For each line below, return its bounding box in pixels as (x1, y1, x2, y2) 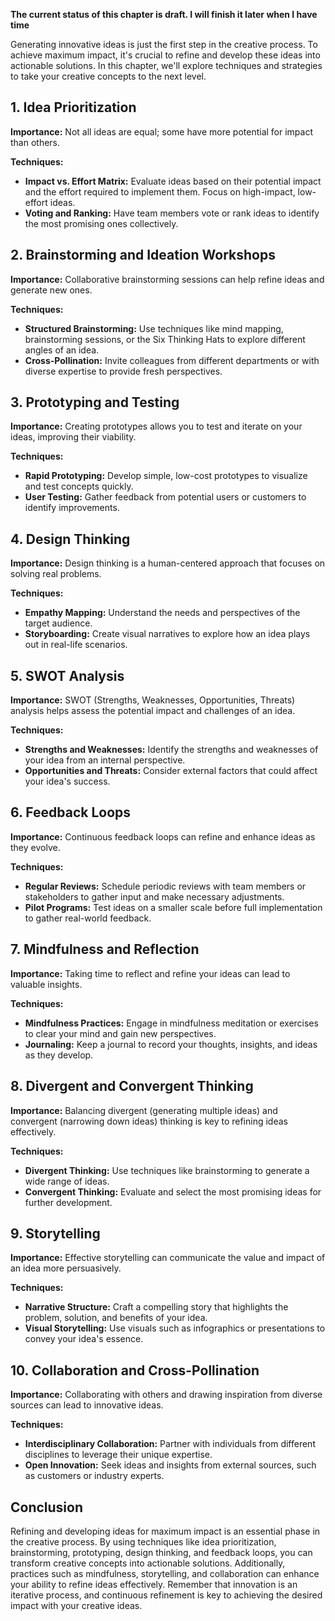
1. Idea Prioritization (10, 99, 137, 116)
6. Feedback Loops (10, 804, 132, 821)
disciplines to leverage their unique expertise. (24, 1449, 213, 1461)
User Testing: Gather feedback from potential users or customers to (24, 491, 307, 503)
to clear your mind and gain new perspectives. (24, 1027, 217, 1039)
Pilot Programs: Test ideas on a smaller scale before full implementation (24, 901, 323, 913)
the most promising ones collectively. (24, 217, 179, 229)
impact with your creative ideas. (10, 1599, 143, 1611)
